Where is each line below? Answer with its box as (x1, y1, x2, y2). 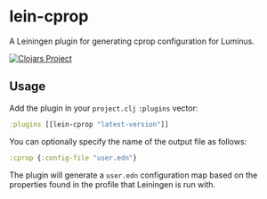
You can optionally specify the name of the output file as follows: (9, 136, 247, 146)
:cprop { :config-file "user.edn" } (9, 153, 138, 162)
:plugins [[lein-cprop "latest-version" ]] (9, 120, 169, 129)
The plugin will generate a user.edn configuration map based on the (9, 170, 258, 180)
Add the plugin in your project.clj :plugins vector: (9, 103, 198, 113)
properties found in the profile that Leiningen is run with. (9, 178, 216, 189)
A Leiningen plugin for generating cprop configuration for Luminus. (9, 36, 255, 46)
